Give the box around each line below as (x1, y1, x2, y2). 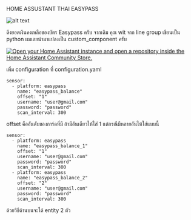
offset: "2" (17, 180, 47, 186)
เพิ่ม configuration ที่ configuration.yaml (6, 66, 102, 73)
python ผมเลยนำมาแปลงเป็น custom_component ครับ (6, 36, 127, 42)
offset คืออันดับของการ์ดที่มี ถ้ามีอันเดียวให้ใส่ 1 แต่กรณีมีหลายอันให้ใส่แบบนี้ (6, 121, 159, 127)
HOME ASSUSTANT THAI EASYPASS (6, 5, 99, 12)
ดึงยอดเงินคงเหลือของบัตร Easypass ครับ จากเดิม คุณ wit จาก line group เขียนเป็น (6, 28, 181, 36)
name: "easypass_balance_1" (17, 143, 88, 149)
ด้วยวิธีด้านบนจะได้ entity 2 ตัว (6, 207, 71, 214)
